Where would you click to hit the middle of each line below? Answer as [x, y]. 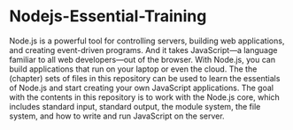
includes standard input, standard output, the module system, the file [135, 106]
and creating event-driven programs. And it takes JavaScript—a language [143, 50]
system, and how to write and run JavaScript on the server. [117, 116]
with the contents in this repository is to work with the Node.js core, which [145, 97]
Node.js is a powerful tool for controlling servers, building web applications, [147, 41]
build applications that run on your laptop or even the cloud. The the [133, 69]
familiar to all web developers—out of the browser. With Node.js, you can [143, 59]
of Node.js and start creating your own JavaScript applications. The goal [142, 88]
